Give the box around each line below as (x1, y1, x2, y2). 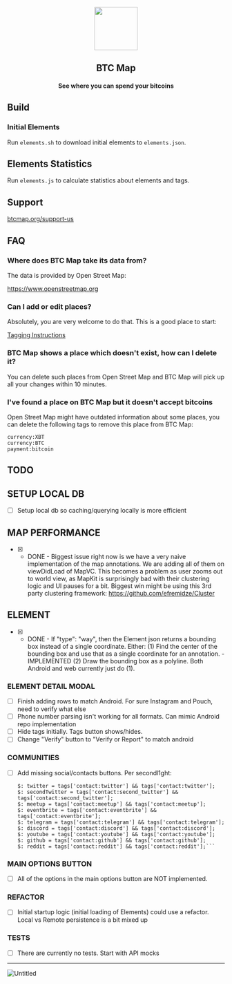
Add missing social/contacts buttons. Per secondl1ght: (17, 768, 173, 777)
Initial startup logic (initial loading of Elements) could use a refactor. (17, 908, 209, 916)
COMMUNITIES (7, 753, 60, 763)
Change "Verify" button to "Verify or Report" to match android (17, 735, 194, 744)
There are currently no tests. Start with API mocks (17, 949, 160, 957)
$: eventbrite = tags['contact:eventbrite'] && (17, 806, 157, 813)
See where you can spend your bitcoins (58, 82, 174, 90)
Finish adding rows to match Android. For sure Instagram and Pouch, (17, 697, 213, 706)
